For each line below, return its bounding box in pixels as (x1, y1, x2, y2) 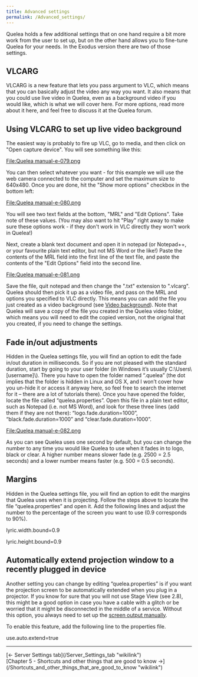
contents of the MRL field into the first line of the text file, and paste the (6, 253, 180, 260)
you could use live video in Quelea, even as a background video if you (6, 94, 176, 102)
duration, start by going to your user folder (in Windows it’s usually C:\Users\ (6, 365, 192, 372)
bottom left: (6, 188, 34, 195)
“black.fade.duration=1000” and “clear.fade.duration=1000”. (6, 416, 152, 423)
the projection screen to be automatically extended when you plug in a (6, 586, 177, 593)
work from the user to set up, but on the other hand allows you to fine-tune (6, 37, 188, 44)
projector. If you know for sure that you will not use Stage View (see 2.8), (6, 593, 183, 600)
